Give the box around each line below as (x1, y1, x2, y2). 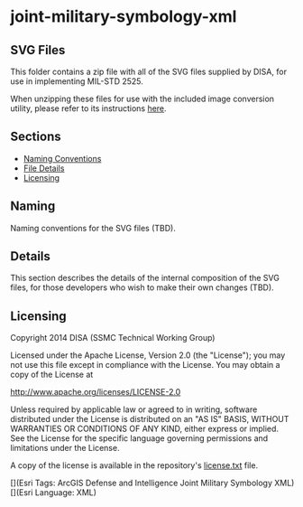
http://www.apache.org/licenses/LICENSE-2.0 (10, 387, 181, 398)
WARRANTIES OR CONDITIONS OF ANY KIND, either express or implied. (10, 423, 279, 435)
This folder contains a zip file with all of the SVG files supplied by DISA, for (10, 66, 288, 77)
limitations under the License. (10, 443, 120, 454)
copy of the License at (10, 369, 94, 380)
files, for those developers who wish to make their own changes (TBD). (10, 282, 274, 293)
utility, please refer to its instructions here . (10, 103, 167, 114)
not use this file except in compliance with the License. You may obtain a (10, 360, 280, 371)
